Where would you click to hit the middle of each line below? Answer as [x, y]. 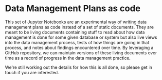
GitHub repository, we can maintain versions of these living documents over [81, 53]
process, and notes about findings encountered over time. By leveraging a [79, 48]
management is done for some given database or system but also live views [81, 37]
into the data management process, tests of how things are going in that [77, 42]
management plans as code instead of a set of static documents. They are [80, 27]
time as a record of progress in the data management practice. [68, 58]
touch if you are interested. [32, 72]
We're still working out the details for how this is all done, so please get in [79, 67]
